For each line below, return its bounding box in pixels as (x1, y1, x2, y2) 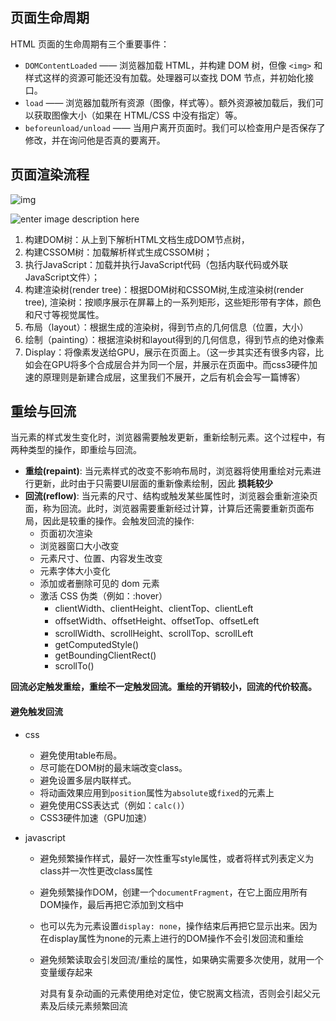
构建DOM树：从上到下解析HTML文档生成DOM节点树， (24, 233, 250, 245)
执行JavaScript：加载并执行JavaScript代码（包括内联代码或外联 (24, 258, 289, 270)
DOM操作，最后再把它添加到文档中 (39, 898, 185, 910)
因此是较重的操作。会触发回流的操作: (42, 515, 195, 527)
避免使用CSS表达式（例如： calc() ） (39, 799, 190, 811)
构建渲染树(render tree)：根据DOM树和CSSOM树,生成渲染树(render (24, 283, 304, 295)
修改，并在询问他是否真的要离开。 (24, 134, 166, 146)
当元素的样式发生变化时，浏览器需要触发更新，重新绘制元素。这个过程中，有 (10, 431, 326, 443)
